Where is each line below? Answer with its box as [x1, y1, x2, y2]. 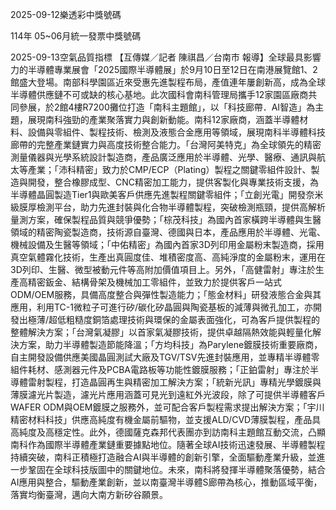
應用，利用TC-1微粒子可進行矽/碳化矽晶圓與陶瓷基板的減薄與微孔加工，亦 [10, 301, 314, 313]
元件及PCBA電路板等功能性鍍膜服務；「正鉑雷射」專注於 [79, 364, 310, 375]
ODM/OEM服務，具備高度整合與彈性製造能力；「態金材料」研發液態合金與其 [10, 289, 322, 300]
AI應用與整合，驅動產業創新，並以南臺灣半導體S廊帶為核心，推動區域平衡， [10, 476, 323, 488]
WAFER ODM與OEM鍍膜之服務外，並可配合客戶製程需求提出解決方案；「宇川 [10, 401, 325, 413]
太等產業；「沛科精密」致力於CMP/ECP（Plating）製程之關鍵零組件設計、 [10, 164, 312, 175]
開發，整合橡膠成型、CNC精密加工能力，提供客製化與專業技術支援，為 [27, 176, 319, 188]
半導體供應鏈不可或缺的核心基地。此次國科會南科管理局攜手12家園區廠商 [10, 89, 309, 100]
